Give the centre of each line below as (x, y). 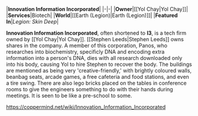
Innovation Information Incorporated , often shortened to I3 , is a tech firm (96, 33)
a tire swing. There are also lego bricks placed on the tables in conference (97, 83)
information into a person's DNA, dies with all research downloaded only (94, 58)
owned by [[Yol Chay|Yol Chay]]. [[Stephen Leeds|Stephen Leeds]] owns (95, 39)
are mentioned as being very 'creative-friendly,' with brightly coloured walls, (99, 70)
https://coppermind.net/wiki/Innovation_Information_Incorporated (86, 107)
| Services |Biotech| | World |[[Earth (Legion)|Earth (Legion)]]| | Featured (92, 15)
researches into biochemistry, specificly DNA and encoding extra (85, 52)
